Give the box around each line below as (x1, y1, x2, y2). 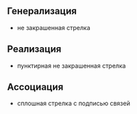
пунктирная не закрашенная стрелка (16, 61, 126, 70)
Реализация (7, 44, 62, 55)
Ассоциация (7, 81, 64, 93)
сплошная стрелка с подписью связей (16, 99, 130, 108)
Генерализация (7, 5, 77, 17)
